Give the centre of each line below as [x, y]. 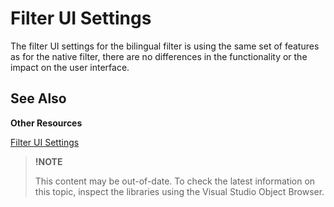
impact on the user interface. [70, 67]
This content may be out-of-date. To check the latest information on [175, 181]
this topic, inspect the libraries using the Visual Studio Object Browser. [179, 191]
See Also [38, 98]
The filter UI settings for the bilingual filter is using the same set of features [165, 46]
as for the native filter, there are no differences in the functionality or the [159, 56]
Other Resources [46, 123]
